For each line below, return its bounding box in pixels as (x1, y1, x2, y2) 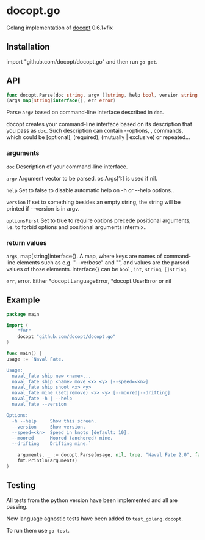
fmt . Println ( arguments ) (17, 457, 78, 464)
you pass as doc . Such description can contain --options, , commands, (6, 127, 184, 135)
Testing (6, 480, 36, 490)
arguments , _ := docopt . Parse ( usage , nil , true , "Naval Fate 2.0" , (17, 452, 192, 458)
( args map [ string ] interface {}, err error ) (6, 97, 116, 104)
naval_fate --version (12, 402, 67, 408)
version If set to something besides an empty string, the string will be (6, 198, 181, 206)
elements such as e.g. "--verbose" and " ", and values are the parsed (16, 258, 189, 266)
